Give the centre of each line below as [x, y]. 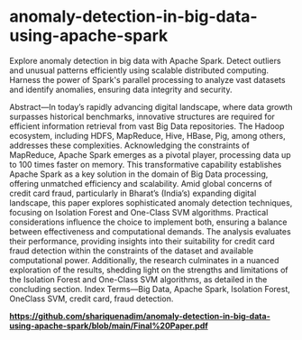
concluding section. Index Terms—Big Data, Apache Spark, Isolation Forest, [150, 289]
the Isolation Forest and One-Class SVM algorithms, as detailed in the [138, 279]
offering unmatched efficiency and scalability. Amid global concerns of [141, 183]
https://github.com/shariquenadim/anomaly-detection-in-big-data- [140, 316]
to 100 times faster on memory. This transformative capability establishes [146, 164]
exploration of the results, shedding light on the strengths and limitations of [149, 270]
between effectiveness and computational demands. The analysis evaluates [150, 231]
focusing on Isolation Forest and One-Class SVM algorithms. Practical [139, 212]
